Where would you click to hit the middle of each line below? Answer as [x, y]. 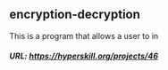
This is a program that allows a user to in [84, 35]
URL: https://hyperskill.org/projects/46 [84, 56]
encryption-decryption [75, 15]
